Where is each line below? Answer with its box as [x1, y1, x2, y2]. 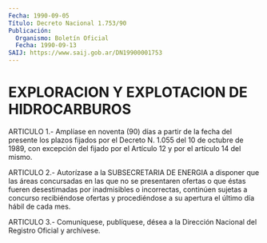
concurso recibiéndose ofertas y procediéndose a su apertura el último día [8, 193, 255, 202]
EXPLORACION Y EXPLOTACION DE [8, 83, 248, 102]
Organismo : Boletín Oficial [15, 34, 110, 42]
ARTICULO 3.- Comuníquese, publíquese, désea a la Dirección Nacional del [8, 217, 257, 226]
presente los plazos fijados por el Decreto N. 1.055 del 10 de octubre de [8, 135, 244, 145]
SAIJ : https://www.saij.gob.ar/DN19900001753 [8, 49, 162, 57]
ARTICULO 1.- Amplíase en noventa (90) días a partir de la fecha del [8, 126, 233, 136]
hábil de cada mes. [8, 201, 71, 211]
